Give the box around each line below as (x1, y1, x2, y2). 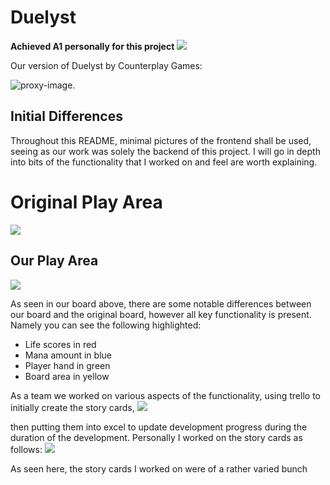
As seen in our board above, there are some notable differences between (10, 297, 312, 310)
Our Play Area (10, 252, 99, 270)
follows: (10, 443, 43, 455)
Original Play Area (10, 191, 163, 213)
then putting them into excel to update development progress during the (10, 421, 308, 433)
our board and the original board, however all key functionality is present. (10, 308, 312, 320)
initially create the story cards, (10, 401, 135, 413)
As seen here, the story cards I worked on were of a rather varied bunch (10, 462, 308, 475)
